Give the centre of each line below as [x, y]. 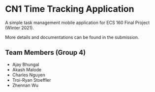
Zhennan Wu [25, 85]
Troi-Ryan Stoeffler [31, 80]
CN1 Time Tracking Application [70, 9]
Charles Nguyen [29, 75]
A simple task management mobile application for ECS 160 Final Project [77, 23]
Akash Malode [27, 69]
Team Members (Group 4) [46, 53]
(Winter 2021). [20, 27]
